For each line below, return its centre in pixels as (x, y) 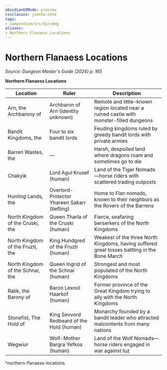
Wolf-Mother (65, 338)
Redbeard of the (68, 321)
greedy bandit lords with (123, 134)
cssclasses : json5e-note (31, 14)
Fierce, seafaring (114, 217)
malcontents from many (122, 324)
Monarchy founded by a (122, 311)
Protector (60, 196)
